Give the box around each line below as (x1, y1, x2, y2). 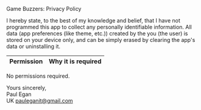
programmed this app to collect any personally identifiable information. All (6, 24, 192, 30)
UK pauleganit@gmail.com (6, 97, 73, 104)
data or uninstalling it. (6, 43, 61, 50)
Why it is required (48, 57, 102, 66)
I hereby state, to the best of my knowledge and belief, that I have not (6, 17, 181, 24)
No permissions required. (6, 72, 70, 80)
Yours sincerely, (6, 84, 47, 91)
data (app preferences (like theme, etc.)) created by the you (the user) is (6, 30, 188, 37)
